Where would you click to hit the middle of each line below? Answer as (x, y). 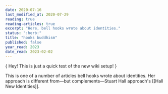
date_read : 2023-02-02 (29, 51)
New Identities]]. (22, 86)
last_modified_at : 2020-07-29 (37, 14)
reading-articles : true (30, 24)
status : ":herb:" (23, 33)
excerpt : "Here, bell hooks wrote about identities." (63, 28)
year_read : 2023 (22, 47)
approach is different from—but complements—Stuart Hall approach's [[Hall (84, 81)
